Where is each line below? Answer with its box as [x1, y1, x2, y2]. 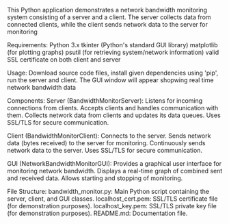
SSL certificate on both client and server [7, 55, 121, 64]
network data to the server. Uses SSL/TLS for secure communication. [7, 147, 203, 154]
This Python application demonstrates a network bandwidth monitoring [7, 6, 207, 14]
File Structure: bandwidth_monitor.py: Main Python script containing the [7, 188, 210, 195]
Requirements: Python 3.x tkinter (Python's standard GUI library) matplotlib [7, 41, 218, 49]
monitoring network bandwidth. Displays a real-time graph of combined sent [7, 167, 223, 175]
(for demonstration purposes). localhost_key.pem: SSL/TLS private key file [7, 202, 217, 210]
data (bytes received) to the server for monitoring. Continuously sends [7, 139, 206, 147]
